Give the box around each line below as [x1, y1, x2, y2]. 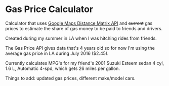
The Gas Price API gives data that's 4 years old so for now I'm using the [5, 45, 155, 51]
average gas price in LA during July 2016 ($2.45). [5, 50, 109, 56]
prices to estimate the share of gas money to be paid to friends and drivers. [5, 25, 163, 31]
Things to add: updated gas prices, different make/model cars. [5, 75, 136, 81]
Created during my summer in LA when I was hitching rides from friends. [5, 35, 157, 41]
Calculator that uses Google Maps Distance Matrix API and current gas [5, 20, 153, 26]
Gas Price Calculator [5, 4, 94, 15]
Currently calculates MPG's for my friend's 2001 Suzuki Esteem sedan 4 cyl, [5, 60, 164, 66]
